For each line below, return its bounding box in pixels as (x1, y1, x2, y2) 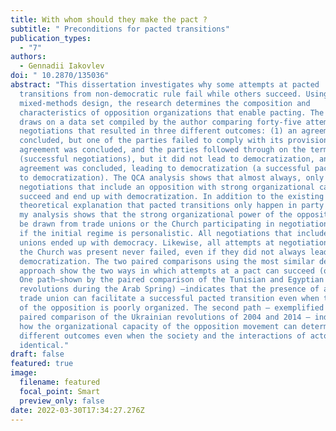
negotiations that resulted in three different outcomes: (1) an (19, 126, 298, 136)
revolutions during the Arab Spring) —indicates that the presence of (19, 284, 320, 295)
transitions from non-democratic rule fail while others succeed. (19, 89, 302, 99)
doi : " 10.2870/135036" (10, 71, 110, 81)
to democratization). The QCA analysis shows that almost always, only (19, 172, 325, 183)
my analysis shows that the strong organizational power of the (19, 210, 293, 220)
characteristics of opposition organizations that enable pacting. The (19, 107, 325, 118)
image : (10, 368, 38, 378)
